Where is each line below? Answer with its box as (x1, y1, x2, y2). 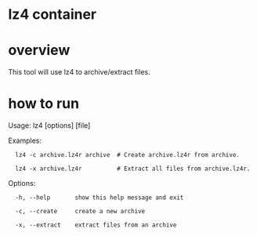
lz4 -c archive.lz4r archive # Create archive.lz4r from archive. (15, 151, 241, 159)
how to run (8, 95, 80, 113)
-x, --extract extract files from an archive (15, 221, 177, 229)
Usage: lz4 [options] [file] (8, 121, 91, 130)
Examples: (8, 136, 42, 146)
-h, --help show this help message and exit (15, 194, 184, 202)
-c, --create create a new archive (15, 208, 146, 216)
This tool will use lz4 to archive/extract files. (8, 67, 150, 77)
